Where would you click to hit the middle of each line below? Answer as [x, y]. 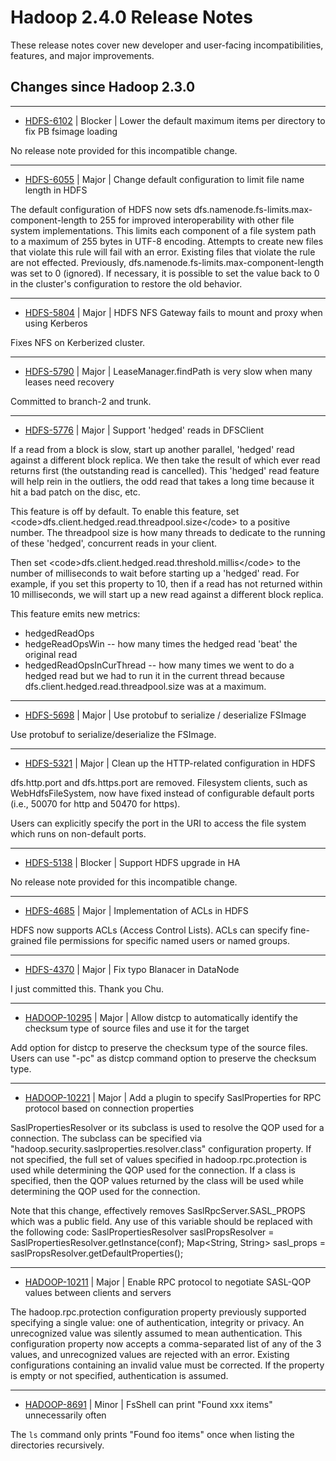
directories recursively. [57, 1445]
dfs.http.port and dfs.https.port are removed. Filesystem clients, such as [159, 782]
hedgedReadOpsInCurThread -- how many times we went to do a [159, 665]
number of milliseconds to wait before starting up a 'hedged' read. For [155, 573]
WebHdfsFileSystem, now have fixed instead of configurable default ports [162, 793]
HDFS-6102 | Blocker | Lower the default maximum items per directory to [175, 120]
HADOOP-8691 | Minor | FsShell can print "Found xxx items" [148, 1404]
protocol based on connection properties [109, 1108]
